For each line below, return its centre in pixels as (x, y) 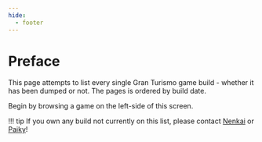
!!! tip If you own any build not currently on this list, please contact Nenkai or (131, 121)
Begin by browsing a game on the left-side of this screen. (101, 106)
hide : (17, 15)
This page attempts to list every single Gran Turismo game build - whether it (131, 83)
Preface (34, 61)
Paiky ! (18, 130)
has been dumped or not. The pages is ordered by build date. (107, 91)
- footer (29, 23)
